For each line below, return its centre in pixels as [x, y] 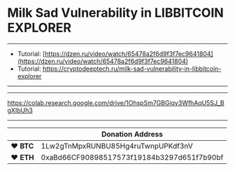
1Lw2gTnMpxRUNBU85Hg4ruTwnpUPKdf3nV [117, 146]
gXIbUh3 [20, 110]
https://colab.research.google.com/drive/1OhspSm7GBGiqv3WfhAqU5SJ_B [116, 102]
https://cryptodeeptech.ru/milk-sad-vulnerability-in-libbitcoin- [132, 69]
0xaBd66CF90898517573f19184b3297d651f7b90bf [132, 157]
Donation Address [132, 134]
